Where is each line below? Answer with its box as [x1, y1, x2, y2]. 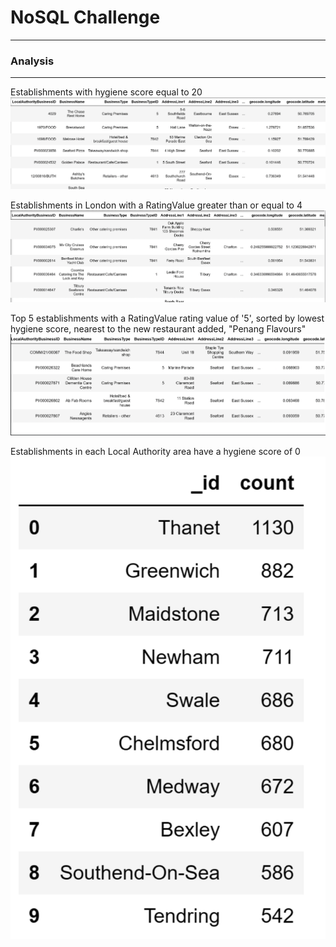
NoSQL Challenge [10, 6, 161, 29]
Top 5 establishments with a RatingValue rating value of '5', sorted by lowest [10, 312, 325, 325]
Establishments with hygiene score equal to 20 [10, 86, 203, 98]
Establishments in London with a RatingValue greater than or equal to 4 [10, 199, 303, 211]
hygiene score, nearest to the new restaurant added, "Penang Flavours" [10, 323, 307, 335]
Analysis [10, 54, 55, 68]
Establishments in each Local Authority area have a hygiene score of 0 [10, 445, 301, 457]
